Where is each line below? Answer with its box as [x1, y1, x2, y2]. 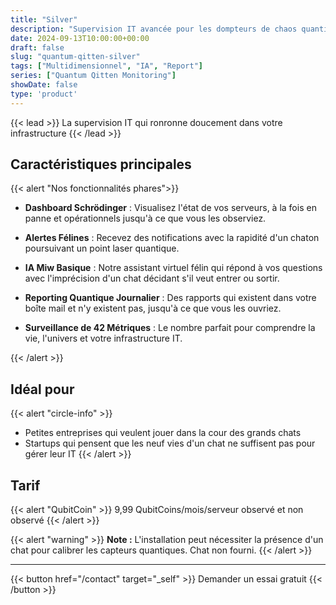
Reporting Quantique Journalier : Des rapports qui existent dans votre [24, 292, 317, 304]
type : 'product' [10, 89, 78, 99]
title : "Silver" [10, 14, 78, 25]
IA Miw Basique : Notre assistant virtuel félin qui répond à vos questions [24, 262, 323, 274]
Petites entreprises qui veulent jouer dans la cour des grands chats [24, 427, 302, 439]
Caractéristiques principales [10, 156, 192, 173]
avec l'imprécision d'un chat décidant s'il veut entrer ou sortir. [24, 272, 280, 285]
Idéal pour [10, 381, 75, 398]
